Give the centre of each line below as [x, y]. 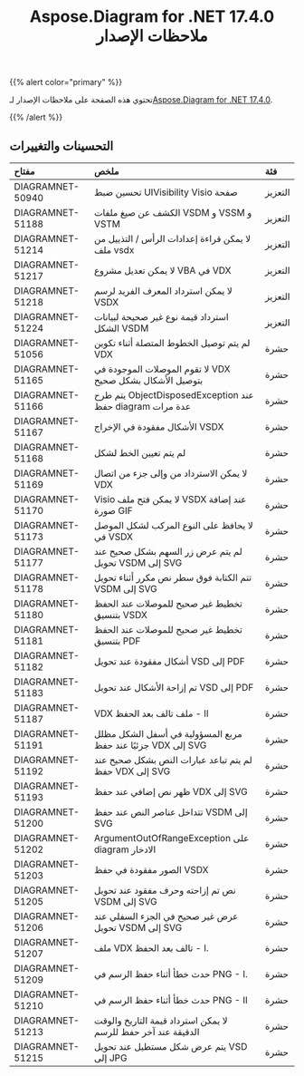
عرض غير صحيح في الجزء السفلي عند [166, 916]
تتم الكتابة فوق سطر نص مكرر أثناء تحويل [173, 577]
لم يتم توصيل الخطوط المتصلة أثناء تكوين [172, 343]
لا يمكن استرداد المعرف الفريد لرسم [163, 291]
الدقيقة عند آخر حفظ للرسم [147, 1032]
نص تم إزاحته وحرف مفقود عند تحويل [165, 890]
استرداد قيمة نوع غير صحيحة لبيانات [161, 317]
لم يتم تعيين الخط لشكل [140, 453]
